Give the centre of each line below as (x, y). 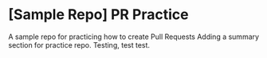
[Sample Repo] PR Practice (98, 15)
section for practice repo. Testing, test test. (79, 44)
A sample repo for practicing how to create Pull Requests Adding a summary (134, 37)
